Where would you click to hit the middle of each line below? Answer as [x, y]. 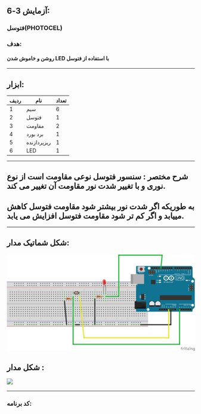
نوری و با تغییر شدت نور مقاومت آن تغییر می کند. [86, 186]
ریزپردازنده [39, 142]
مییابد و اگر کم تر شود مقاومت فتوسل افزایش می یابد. [95, 216]
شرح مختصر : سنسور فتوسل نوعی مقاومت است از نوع [98, 177]
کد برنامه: [19, 404]
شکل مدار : [26, 368]
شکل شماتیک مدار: [38, 243]
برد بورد [35, 134]
